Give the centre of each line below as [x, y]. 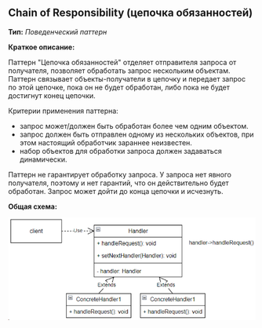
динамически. [43, 159]
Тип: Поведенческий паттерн [58, 31]
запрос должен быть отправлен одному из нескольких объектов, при [136, 134]
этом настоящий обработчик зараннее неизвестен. [106, 142]
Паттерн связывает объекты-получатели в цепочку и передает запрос [127, 78]
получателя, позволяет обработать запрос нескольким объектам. [119, 71]
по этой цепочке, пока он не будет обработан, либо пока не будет [119, 87]
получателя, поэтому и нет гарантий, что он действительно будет [118, 183]
